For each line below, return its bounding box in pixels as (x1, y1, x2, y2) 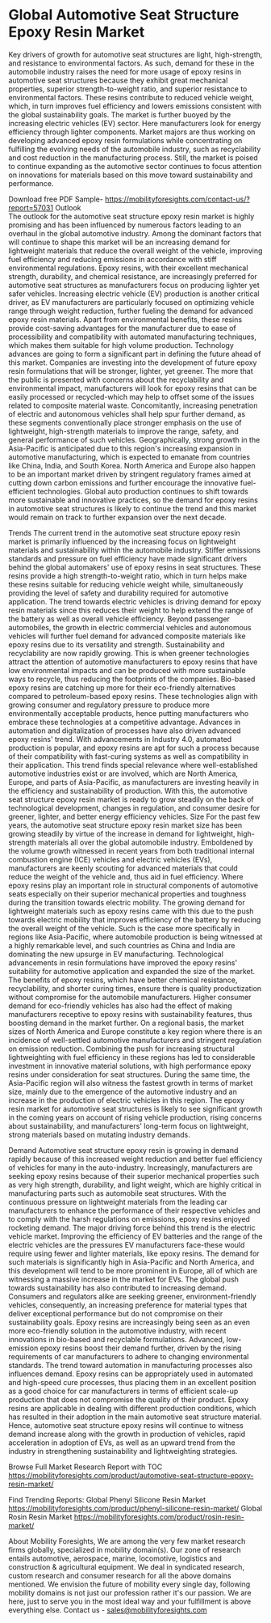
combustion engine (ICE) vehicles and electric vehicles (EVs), (8, 854, 213, 864)
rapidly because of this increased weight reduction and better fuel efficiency (8, 1154, 263, 1163)
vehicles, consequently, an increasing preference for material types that (8, 1300, 248, 1310)
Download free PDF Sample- (8, 194, 103, 204)
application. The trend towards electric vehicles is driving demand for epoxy (8, 596, 262, 606)
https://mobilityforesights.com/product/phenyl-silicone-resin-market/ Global (8, 1503, 263, 1513)
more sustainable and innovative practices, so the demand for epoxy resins (8, 495, 258, 505)
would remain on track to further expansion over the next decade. (8, 512, 227, 522)
